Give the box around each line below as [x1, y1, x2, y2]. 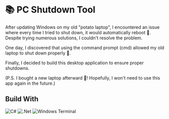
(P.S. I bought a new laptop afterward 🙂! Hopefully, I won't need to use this [5, 75, 160, 81]
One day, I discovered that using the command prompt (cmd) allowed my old [5, 44, 164, 50]
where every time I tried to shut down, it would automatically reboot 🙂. [5, 29, 151, 35]
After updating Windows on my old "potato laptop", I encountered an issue [5, 24, 160, 30]
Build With [5, 95, 39, 103]
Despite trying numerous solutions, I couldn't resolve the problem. [5, 35, 143, 41]
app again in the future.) [5, 80, 55, 86]
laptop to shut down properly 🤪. [5, 50, 71, 56]
